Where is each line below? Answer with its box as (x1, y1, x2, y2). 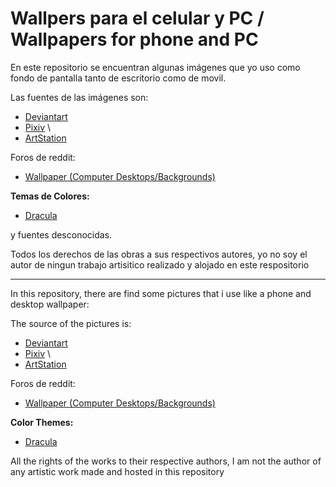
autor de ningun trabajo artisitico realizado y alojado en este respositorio (10, 258, 310, 271)
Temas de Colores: (10, 190, 90, 202)
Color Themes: (10, 416, 74, 428)
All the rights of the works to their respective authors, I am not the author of (10, 455, 322, 467)
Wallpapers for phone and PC (10, 28, 259, 51)
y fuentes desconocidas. (10, 228, 113, 241)
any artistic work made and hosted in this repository (10, 465, 225, 477)
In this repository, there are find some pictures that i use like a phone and (10, 287, 312, 299)
